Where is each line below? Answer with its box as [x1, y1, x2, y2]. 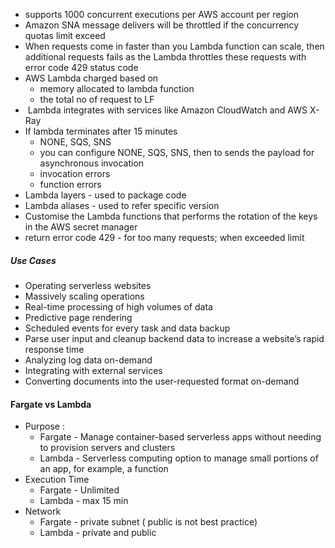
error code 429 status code [24, 62, 139, 73]
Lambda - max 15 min [39, 495, 129, 507]
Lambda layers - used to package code [24, 189, 187, 201]
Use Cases [10, 254, 57, 266]
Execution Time [24, 474, 90, 486]
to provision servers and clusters [39, 442, 176, 454]
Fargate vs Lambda [10, 398, 92, 410]
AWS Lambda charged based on [24, 72, 159, 84]
